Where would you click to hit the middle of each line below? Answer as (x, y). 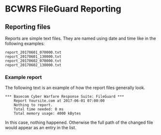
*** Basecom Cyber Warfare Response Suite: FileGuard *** (65, 97)
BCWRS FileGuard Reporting (63, 9)
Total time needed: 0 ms (39, 109)
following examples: (25, 44)
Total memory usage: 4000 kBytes (47, 114)
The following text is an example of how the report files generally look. (75, 88)
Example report (23, 77)
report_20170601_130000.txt (33, 57)
